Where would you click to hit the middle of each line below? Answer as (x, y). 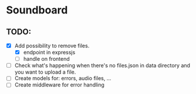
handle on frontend (46, 59)
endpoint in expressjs (49, 53)
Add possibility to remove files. (52, 46)
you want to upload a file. (45, 72)
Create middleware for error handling (59, 85)
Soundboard (37, 10)
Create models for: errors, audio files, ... (63, 78)
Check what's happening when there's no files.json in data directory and (102, 65)
